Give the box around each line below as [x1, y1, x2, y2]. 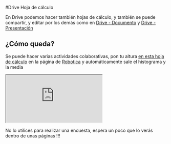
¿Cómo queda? [5, 40, 55, 48]
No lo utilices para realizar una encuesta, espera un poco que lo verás [5, 127, 153, 133]
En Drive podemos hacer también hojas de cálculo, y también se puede [5, 14, 156, 20]
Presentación [5, 25, 33, 31]
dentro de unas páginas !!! [5, 132, 60, 139]
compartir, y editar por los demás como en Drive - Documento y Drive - [5, 20, 156, 25]
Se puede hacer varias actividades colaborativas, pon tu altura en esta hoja [5, 53, 164, 59]
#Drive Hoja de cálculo [5, 5, 54, 10]
